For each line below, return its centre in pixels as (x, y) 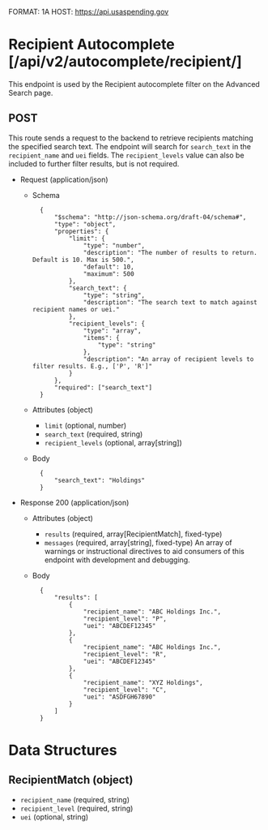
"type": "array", (112, 331)
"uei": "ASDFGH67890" (119, 697)
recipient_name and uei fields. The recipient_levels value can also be (126, 155)
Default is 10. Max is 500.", (83, 260)
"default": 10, (109, 267)
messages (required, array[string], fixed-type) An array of (138, 542)
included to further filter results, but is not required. (94, 163)
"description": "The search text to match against (170, 302)
